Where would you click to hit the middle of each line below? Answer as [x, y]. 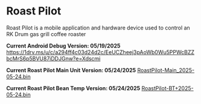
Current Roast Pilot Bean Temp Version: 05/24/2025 [73, 88]
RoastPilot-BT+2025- [168, 88]
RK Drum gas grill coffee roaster [46, 34]
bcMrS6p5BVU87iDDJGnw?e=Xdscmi [53, 58]
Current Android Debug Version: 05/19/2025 [63, 46]
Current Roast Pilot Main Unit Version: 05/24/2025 [71, 70]
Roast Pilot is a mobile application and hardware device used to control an [98, 28]
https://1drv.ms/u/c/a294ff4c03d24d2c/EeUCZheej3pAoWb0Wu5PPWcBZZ [101, 52]
